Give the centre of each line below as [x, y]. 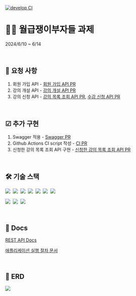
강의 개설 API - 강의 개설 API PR [44, 90]
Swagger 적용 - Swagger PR [42, 137]
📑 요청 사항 [21, 71]
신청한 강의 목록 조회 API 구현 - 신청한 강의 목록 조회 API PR [72, 149]
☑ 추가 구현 [22, 124]
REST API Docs [21, 240]
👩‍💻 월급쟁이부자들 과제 [50, 30]
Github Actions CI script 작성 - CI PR [50, 143]
